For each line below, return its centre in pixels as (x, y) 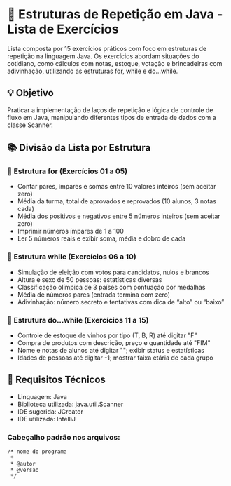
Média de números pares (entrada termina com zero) (93, 295)
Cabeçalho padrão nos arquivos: (64, 437)
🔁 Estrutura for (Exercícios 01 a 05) (68, 171)
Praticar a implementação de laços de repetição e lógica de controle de (110, 110)
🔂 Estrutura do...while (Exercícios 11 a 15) (78, 320)
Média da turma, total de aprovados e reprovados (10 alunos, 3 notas (117, 201)
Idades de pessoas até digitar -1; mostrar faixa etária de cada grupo (115, 358)
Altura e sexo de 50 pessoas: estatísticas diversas (90, 279)
